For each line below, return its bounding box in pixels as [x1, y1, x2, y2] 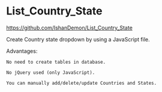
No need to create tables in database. [6, 59, 106, 65]
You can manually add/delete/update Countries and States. [6, 80, 157, 86]
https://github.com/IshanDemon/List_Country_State [6, 24, 133, 31]
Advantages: [6, 47, 38, 55]
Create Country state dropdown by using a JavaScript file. [6, 35, 150, 43]
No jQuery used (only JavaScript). [6, 69, 95, 76]
